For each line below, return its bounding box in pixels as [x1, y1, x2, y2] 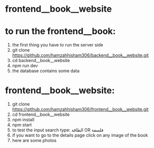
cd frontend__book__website [12, 111, 70, 118]
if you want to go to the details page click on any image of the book [12, 132, 148, 138]
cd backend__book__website [12, 58, 70, 63]
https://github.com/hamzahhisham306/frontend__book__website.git [12, 106, 149, 112]
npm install [12, 117, 35, 123]
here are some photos [12, 138, 57, 144]
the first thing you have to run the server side [12, 42, 104, 48]
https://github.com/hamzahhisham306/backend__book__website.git [12, 52, 149, 58]
